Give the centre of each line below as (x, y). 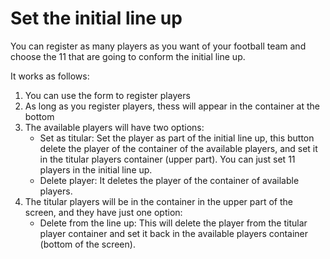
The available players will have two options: (114, 127)
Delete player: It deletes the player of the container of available (169, 180)
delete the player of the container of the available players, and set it (178, 148)
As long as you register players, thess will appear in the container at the (172, 106)
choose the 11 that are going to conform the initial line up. (128, 56)
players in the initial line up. (96, 169)
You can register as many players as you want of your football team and (158, 46)
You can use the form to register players (107, 95)
